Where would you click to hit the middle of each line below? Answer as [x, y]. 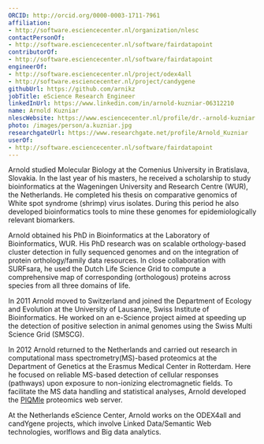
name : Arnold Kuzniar [44, 111]
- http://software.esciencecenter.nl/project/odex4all [100, 74]
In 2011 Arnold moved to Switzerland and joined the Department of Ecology [130, 301]
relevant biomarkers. [42, 220]
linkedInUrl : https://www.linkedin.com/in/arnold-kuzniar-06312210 [121, 103]
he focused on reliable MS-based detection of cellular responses [113, 375]
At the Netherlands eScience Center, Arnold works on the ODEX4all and [125, 416]
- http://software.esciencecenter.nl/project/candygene [102, 81]
